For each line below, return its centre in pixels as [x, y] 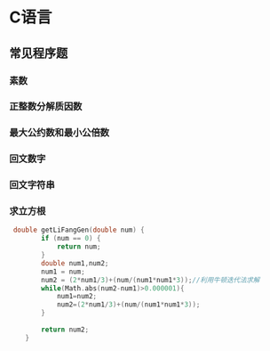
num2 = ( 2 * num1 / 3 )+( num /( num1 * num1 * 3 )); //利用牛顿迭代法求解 [151, 280]
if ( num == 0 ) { [71, 239]
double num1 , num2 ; [75, 263]
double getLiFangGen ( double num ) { [79, 230]
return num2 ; [65, 330]
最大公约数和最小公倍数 [59, 133]
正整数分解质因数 [46, 107]
